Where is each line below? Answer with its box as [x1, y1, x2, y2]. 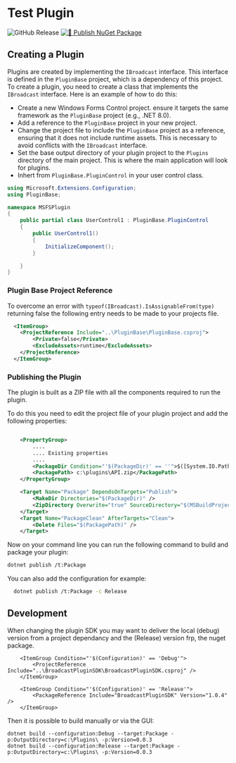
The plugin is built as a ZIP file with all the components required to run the [7, 388, 221, 397]
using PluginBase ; [7, 191, 61, 198]
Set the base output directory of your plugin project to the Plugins [17, 148, 209, 156]
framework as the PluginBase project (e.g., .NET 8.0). [17, 111, 171, 119]
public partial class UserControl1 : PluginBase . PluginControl [20, 217, 209, 224]
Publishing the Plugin [7, 372, 82, 382]
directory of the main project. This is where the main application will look [17, 156, 228, 164]
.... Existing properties [32, 449, 109, 457]
